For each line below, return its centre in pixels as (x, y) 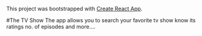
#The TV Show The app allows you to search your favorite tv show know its (101, 20)
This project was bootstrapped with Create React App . (75, 9)
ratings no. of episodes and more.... (51, 27)
